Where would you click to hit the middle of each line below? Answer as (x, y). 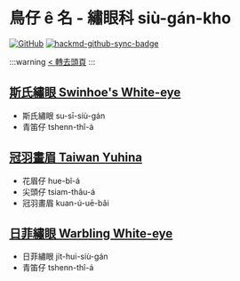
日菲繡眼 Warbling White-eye (91, 233)
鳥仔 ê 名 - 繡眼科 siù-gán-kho (120, 18)
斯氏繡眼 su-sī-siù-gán (64, 116)
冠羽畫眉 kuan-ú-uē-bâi (65, 203)
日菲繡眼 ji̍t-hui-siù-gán (65, 257)
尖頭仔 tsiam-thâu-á (59, 191)
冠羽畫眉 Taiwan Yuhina (76, 158)
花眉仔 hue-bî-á (51, 181)
